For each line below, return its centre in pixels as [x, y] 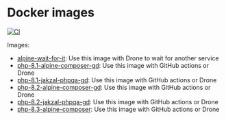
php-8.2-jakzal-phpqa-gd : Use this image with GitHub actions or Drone [118, 101]
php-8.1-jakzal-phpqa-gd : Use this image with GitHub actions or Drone [117, 80]
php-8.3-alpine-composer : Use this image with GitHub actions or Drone [118, 109]
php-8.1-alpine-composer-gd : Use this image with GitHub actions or [113, 65]
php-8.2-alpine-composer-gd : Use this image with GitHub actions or [114, 87]
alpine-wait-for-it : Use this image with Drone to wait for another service [118, 58]
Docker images [51, 13]
